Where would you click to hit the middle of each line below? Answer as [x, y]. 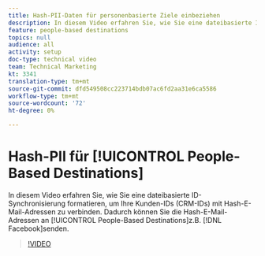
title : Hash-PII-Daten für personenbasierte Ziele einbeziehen [114, 15]
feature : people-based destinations [68, 30]
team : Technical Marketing [52, 67]
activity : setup [35, 52]
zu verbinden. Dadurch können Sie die [119, 211]
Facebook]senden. [39, 228]
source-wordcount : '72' [47, 103]
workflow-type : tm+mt [44, 96]
